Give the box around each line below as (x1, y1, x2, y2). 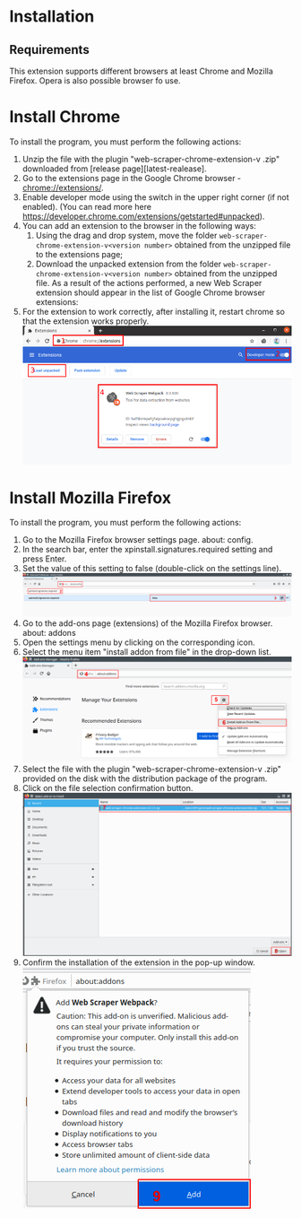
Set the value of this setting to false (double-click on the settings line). (21, 563, 282, 574)
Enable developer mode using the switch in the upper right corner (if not (21, 191, 289, 203)
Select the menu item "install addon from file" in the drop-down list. (21, 647, 271, 657)
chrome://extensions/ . (21, 182, 105, 193)
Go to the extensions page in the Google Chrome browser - (21, 172, 242, 183)
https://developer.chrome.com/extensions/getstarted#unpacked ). (21, 211, 265, 222)
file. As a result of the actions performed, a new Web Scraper (35, 277, 262, 288)
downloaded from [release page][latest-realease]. (21, 163, 208, 174)
